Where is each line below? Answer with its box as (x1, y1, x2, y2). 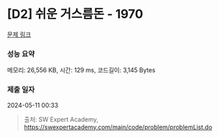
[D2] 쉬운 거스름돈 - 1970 (7, 6, 144, 22)
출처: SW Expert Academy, (23, 115, 99, 124)
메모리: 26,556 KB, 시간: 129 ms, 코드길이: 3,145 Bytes (7, 66, 156, 74)
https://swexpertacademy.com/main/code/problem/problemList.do (23, 123, 213, 131)
